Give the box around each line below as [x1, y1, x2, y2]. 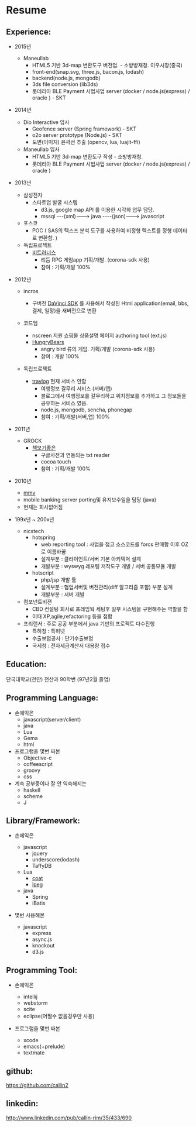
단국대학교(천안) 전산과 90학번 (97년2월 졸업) [6, 675, 111, 682]
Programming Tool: [6, 965, 78, 975]
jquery [32, 850, 48, 857]
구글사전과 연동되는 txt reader [40, 452, 110, 458]
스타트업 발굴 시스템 [32, 199, 78, 205]
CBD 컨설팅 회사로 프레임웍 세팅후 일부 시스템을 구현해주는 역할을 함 [32, 606, 188, 612]
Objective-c [23, 754, 52, 761]
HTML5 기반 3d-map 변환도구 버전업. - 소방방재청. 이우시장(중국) [32, 62, 183, 68]
